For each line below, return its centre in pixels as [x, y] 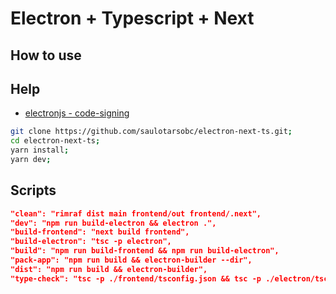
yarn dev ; [31, 160]
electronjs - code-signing [77, 113]
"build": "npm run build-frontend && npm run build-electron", [145, 251]
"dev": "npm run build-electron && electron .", [113, 223]
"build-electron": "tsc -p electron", [91, 242]
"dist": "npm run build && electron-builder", [109, 269]
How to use [46, 55]
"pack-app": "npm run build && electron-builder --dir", [131, 260]
